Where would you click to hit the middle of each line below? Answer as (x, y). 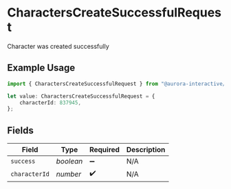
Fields (21, 130)
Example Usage (41, 68)
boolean (69, 162)
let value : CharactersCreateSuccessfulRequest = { (81, 96)
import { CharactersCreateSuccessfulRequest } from (82, 84)
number (69, 174)
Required (104, 150)
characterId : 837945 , (50, 102)
